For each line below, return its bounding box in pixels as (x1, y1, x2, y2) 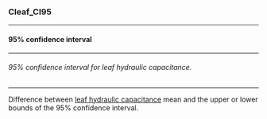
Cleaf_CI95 (8, 6, 52, 17)
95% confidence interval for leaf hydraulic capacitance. (8, 63, 192, 72)
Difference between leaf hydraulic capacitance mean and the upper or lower (8, 94, 258, 104)
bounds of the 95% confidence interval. (8, 102, 139, 113)
